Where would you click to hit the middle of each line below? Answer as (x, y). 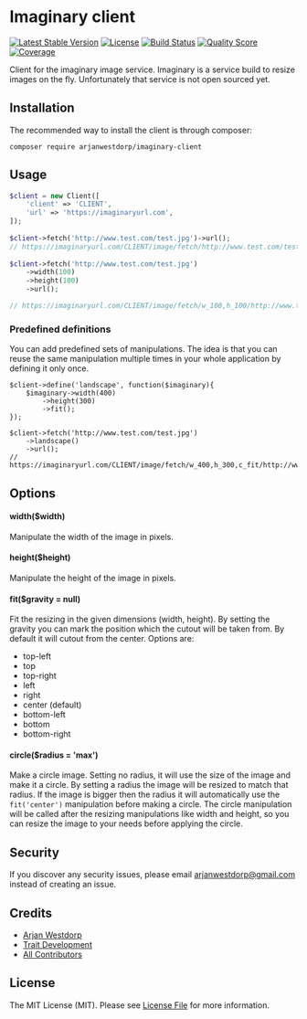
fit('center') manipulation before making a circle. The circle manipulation (151, 804)
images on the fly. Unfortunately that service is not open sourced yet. (140, 79)
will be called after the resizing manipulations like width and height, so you (149, 814)
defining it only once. (49, 368)
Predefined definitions (60, 329)
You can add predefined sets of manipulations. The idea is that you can (143, 349)
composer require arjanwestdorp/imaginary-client (106, 147)
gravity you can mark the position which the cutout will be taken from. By (147, 629)
